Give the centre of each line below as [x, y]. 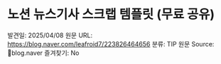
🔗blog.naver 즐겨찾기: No [43, 53]
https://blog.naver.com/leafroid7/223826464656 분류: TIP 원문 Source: [111, 44]
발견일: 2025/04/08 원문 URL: [50, 35]
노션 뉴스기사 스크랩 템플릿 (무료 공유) [111, 14]
